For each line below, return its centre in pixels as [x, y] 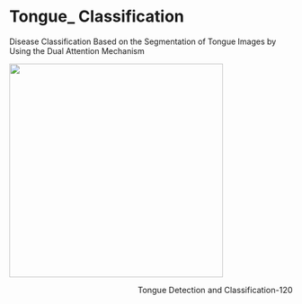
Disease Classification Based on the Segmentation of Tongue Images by [143, 41]
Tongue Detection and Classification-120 [215, 291]
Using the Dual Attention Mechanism [77, 50]
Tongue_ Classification [97, 17]
